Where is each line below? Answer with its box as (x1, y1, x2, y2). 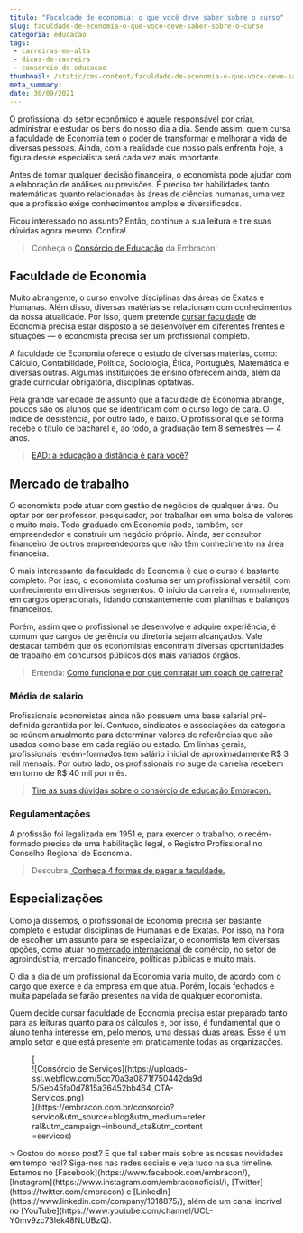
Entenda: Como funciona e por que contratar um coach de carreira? (31, 668, 284, 679)
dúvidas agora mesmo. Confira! (9, 224, 126, 235)
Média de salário (9, 690, 84, 703)
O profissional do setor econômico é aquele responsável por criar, (9, 114, 255, 124)
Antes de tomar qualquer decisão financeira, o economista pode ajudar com (9, 169, 292, 180)
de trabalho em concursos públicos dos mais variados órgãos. (9, 650, 242, 661)
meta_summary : (9, 80, 63, 89)
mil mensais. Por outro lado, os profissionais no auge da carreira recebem (9, 758, 284, 769)
